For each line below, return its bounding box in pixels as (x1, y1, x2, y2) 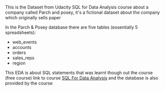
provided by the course (5, 80, 53, 86)
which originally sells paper (5, 15, 61, 20)
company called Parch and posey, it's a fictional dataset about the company (5, 9, 160, 15)
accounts (12, 45, 32, 50)
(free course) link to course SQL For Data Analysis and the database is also (5, 75, 159, 81)
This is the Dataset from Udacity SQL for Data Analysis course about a (5, 4, 149, 10)
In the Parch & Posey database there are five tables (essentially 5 (5, 24, 138, 30)
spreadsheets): (5, 30, 36, 35)
